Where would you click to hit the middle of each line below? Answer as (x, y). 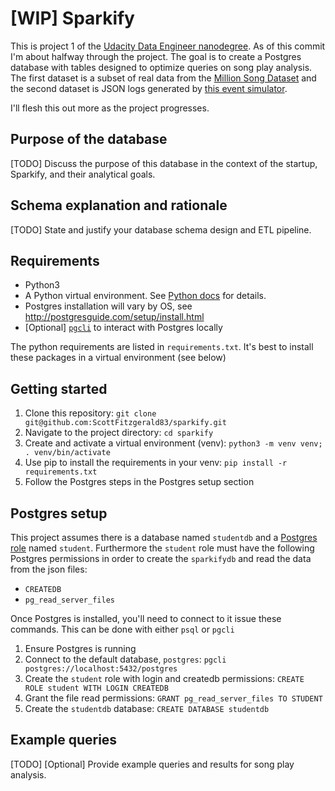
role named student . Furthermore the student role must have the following (162, 548)
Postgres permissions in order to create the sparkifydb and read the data (161, 558)
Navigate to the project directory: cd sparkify (119, 433)
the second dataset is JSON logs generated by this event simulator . (149, 88)
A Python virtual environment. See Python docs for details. (145, 296)
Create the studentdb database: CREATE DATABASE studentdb (147, 708)
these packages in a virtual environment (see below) (118, 358)
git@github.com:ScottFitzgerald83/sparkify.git (125, 423)
